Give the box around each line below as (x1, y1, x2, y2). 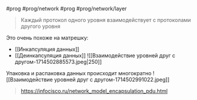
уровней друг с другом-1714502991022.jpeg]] (54, 76, 170, 83)
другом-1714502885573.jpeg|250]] (14, 59, 102, 65)
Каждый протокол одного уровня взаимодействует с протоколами (20, 17, 191, 23)
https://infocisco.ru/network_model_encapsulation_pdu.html (20, 88, 168, 94)
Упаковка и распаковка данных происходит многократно (6, 70, 152, 76)
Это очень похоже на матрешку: (6, 34, 89, 41)
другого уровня (20, 23, 61, 30)
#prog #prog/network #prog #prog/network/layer (6, 5, 127, 12)
